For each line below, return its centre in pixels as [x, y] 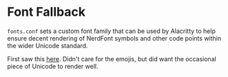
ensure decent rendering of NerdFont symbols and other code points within [114, 38]
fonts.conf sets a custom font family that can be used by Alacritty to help [111, 31]
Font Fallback [46, 12]
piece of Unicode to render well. [53, 66]
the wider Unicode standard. [48, 45]
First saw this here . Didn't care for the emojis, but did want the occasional [112, 58]
